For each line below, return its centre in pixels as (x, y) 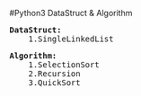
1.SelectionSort (64, 65)
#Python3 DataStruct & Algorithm (71, 13)
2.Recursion (54, 74)
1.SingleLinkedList (71, 39)
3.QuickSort (54, 83)
